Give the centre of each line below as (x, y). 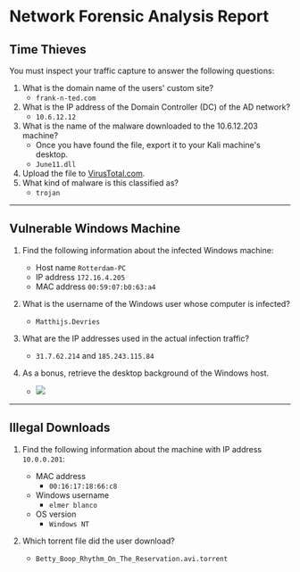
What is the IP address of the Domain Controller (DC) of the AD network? (156, 107)
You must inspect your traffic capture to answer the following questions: (142, 70)
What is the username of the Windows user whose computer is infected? (156, 303)
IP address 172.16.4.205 (80, 277)
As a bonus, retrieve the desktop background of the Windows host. (146, 373)
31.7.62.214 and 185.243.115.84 (95, 355)
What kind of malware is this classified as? (100, 183)
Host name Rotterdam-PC (81, 267)
